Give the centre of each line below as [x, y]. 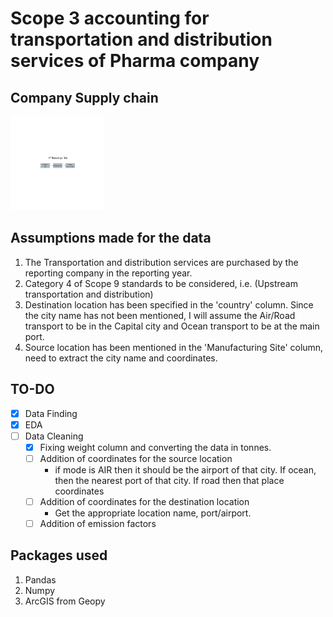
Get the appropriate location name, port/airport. [153, 513]
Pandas [40, 579]
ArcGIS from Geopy [65, 601]
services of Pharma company [135, 61]
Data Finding [51, 413]
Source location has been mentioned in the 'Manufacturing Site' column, [174, 347]
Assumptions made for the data [111, 238]
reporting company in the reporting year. [108, 273]
